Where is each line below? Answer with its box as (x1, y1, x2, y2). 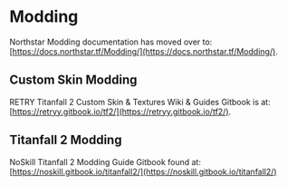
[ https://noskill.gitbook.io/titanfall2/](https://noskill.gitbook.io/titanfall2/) (9, 166, 278, 177)
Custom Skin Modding (9, 73, 138, 88)
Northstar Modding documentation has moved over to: (9, 36, 213, 47)
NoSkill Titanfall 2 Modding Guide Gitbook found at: (9, 156, 202, 167)
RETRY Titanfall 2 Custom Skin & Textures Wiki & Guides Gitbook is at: (9, 96, 271, 107)
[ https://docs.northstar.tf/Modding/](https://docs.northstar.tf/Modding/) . (9, 45, 279, 56)
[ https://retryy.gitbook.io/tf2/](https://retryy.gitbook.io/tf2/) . (9, 106, 232, 117)
